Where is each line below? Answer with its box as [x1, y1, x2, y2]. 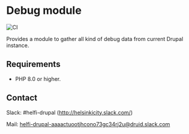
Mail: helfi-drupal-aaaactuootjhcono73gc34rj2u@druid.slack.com [6, 120, 171, 127]
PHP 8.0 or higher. [15, 75, 61, 82]
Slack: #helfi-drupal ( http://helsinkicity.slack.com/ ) [6, 109, 133, 116]
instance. [6, 42, 30, 49]
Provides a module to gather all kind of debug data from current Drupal [6, 35, 184, 42]
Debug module [6, 4, 82, 18]
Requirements [6, 59, 61, 69]
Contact [6, 93, 38, 103]
